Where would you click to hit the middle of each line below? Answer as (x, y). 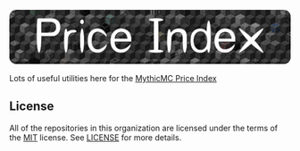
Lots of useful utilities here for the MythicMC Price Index (113, 79)
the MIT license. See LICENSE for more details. (96, 137)
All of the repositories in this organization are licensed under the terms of (144, 128)
